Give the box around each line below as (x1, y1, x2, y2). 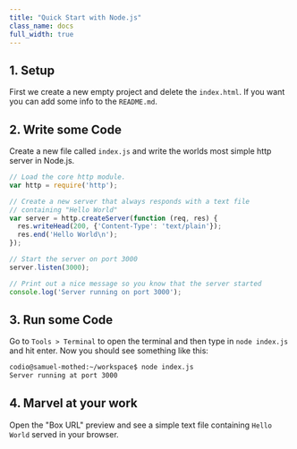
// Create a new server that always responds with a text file (9, 197, 250, 206)
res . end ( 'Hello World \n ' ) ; (17, 230, 118, 240)
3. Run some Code (9, 312, 114, 327)
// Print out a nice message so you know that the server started (9, 279, 262, 288)
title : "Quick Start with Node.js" (9, 13, 142, 22)
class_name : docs (9, 21, 74, 30)
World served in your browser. (9, 428, 119, 439)
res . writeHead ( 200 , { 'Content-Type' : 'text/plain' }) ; (17, 222, 222, 231)
